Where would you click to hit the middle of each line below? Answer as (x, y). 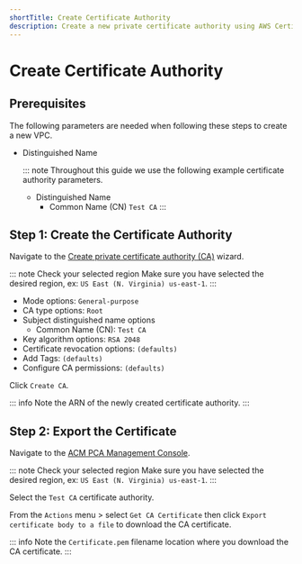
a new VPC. (31, 135)
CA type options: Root (62, 311)
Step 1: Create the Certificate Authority (121, 235)
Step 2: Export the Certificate (93, 431)
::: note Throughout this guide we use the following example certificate (153, 170)
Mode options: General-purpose (80, 301)
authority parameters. (62, 179)
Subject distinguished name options (89, 320)
